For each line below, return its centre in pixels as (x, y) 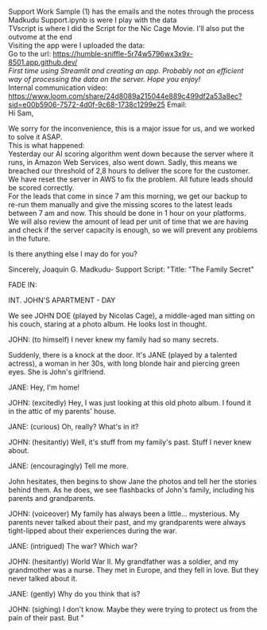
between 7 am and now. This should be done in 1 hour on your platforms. (127, 213)
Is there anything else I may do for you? (73, 254)
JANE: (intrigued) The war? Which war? (73, 546)
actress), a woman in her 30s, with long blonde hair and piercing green (124, 363)
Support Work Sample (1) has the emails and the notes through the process (131, 12)
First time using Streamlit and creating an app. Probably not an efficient (126, 70)
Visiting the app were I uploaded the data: (77, 45)
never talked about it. (43, 578)
